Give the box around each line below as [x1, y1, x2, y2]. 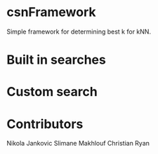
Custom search [6, 84, 98, 100]
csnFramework [6, 4, 96, 20]
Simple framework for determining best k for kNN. [6, 27, 152, 36]
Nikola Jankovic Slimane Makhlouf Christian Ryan [6, 139, 150, 148]
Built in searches [6, 52, 106, 68]
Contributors [6, 116, 84, 132]
